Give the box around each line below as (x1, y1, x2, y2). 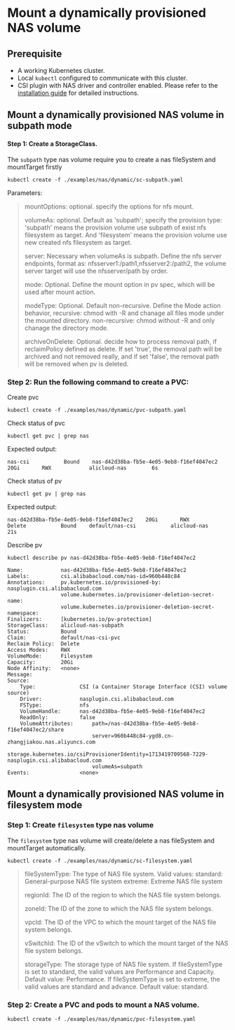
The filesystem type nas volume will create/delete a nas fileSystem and (7, 836, 215, 845)
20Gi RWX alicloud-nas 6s (7, 464, 159, 471)
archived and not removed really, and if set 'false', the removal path (24, 352, 220, 361)
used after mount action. (24, 288, 96, 296)
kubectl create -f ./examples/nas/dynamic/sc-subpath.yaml (7, 176, 184, 183)
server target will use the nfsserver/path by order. (24, 267, 168, 275)
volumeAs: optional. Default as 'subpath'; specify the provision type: (24, 215, 222, 224)
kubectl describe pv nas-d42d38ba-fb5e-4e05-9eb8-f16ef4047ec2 (7, 554, 196, 561)
